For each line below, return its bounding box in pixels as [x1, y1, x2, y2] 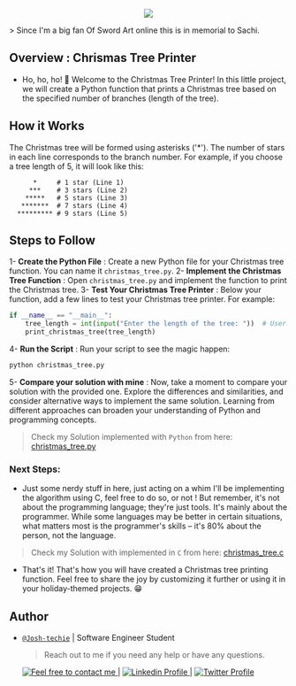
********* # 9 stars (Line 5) [17, 209, 128, 218]
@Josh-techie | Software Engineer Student [21, 633, 175, 644]
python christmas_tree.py [9, 361, 104, 370]
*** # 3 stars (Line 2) [28, 186, 128, 195]
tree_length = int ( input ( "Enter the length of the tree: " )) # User [25, 320, 287, 328]
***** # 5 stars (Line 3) [25, 193, 128, 203]
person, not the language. [21, 530, 117, 541]
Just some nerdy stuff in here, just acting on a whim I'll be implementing [21, 483, 285, 494]
